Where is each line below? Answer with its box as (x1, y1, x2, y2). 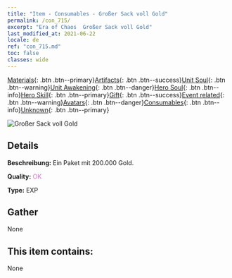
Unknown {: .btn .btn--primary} (20, 105, 110, 114)
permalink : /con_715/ (7, 17, 71, 24)
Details (7, 140, 39, 152)
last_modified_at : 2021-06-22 (7, 30, 96, 37)
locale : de (7, 37, 39, 44)
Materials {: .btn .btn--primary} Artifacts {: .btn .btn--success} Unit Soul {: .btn (7, 75, 226, 84)
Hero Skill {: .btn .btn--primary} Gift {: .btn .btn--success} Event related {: (20, 90, 225, 99)
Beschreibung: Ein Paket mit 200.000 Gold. (7, 158, 134, 167)
